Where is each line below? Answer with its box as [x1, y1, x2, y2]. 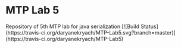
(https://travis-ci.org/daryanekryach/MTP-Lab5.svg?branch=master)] [5, 29, 176, 36]
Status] [140, 23, 158, 30]
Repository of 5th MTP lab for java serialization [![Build [5, 23, 139, 30]
